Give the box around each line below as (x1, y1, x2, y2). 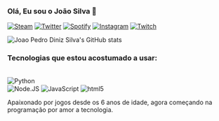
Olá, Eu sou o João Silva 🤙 (7, 6, 97, 16)
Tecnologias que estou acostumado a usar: (7, 53, 158, 63)
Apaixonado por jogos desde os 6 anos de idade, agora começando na (7, 98, 213, 107)
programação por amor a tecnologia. (7, 106, 114, 114)
